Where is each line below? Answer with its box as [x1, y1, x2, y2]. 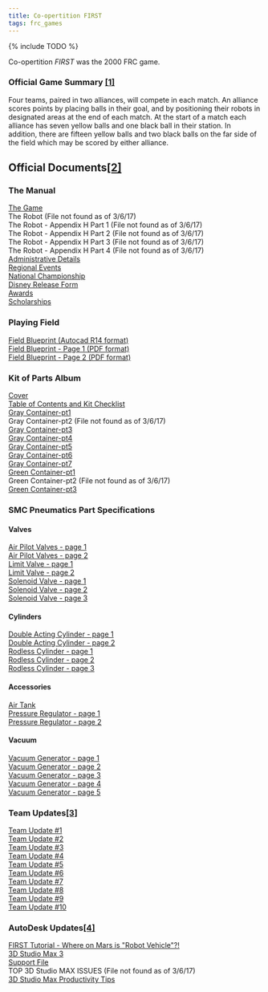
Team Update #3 [8, 843, 64, 852]
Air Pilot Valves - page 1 [8, 543, 87, 552]
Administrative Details [8, 254, 81, 264]
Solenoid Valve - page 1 [8, 576, 87, 586]
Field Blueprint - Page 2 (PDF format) [8, 352, 132, 362]
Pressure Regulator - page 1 [8, 708, 100, 718]
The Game [8, 203, 43, 213]
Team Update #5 [8, 860, 64, 869]
